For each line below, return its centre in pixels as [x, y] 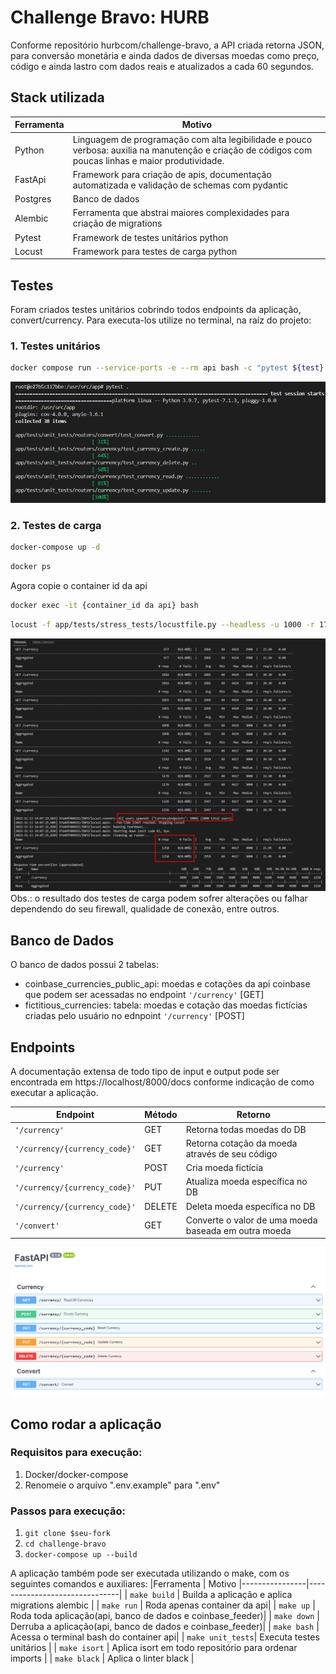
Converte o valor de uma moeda [251, 1220]
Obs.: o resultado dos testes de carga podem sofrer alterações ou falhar [159, 898]
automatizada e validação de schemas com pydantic [180, 185]
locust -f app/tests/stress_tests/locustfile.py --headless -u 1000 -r [162, 624]
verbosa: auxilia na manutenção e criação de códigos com [192, 150]
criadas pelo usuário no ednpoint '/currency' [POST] [134, 1016]
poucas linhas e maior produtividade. [148, 160]
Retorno [253, 1115]
